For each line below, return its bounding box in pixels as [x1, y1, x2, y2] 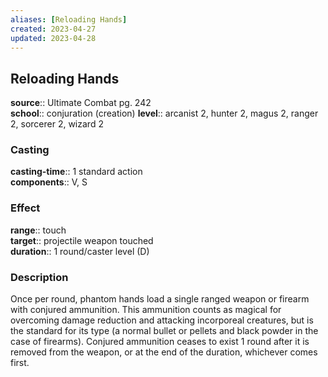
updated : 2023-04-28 [10, 33, 97, 43]
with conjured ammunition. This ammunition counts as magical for [10, 304, 282, 316]
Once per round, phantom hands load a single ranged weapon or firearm [10, 293, 310, 305]
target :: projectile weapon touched [10, 234, 154, 246]
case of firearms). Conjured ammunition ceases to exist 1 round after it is [10, 336, 310, 348]
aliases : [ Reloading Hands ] [10, 14, 128, 25]
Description [10, 270, 69, 284]
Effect [10, 201, 41, 215]
